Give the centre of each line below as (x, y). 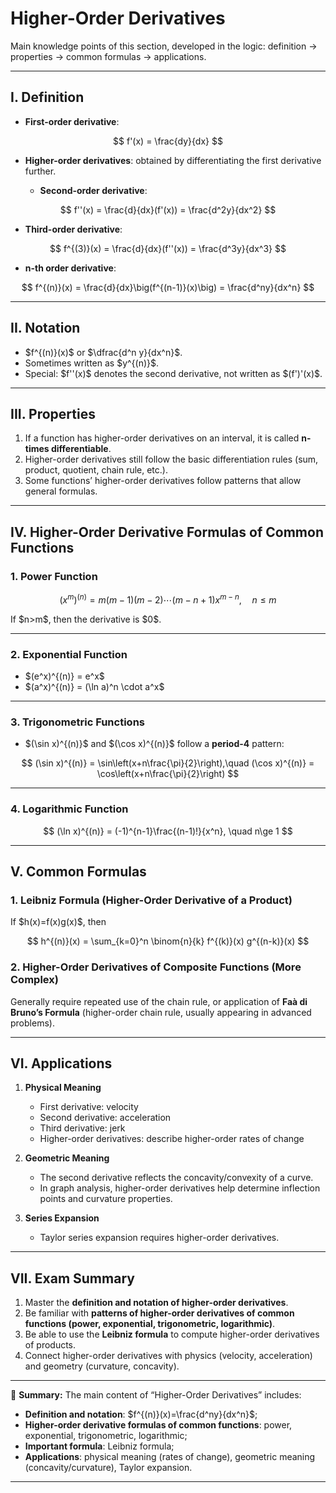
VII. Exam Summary (72, 1278)
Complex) (34, 980)
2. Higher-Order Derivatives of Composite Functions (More (156, 967)
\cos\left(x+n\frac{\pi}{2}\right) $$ (168, 774)
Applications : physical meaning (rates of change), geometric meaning (170, 1457)
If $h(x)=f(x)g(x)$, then (58, 922)
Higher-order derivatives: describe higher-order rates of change (172, 1139)
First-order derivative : (72, 121)
